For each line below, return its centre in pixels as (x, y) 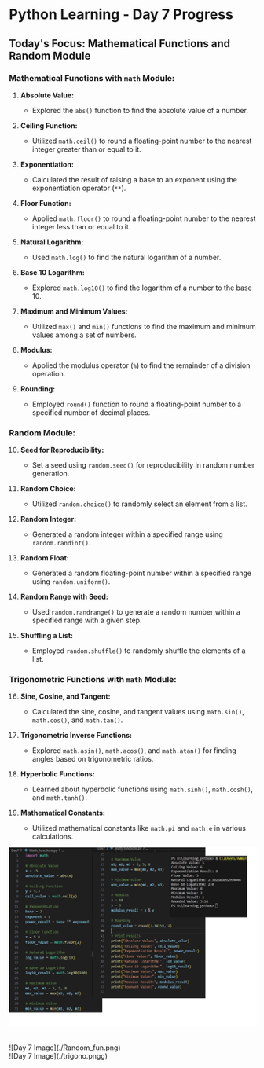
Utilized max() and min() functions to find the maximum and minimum (144, 326)
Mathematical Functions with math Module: (92, 78)
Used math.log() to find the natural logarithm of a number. (126, 257)
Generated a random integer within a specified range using (127, 534)
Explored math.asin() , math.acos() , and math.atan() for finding (134, 751)
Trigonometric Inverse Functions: (76, 736)
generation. (51, 474)
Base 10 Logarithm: (52, 272)
